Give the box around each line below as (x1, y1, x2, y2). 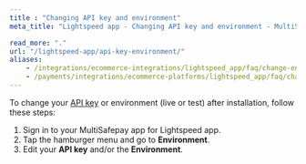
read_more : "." (9, 38, 67, 47)
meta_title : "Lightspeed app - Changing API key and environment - (9, 22, 271, 31)
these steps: (9, 107, 56, 118)
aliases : (9, 56, 43, 65)
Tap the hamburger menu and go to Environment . (22, 134, 210, 145)
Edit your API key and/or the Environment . (22, 143, 184, 155)
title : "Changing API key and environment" (9, 13, 181, 23)
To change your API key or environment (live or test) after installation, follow (9, 97, 294, 108)
